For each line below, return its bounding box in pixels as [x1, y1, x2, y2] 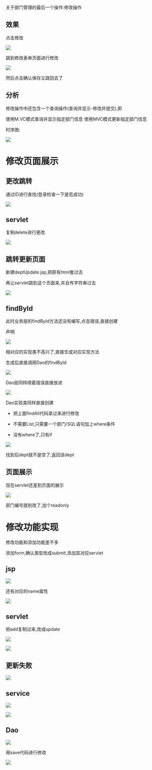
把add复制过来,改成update [6, 626, 60, 632]
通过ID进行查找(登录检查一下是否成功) [6, 191, 84, 197]
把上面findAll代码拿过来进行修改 [13, 411, 79, 417]
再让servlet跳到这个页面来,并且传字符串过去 [6, 280, 96, 286]
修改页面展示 [6, 155, 59, 167]
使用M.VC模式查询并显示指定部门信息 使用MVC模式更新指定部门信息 [6, 116, 147, 122]
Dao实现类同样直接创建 [6, 400, 54, 406]
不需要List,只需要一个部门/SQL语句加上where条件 [13, 421, 115, 427]
